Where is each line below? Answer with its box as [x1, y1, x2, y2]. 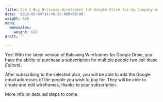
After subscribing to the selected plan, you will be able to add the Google [5, 71, 151, 77]
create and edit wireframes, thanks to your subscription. [5, 82, 117, 87]
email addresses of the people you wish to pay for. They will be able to [5, 76, 147, 83]
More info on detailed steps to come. [5, 91, 79, 97]
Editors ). [5, 62, 22, 68]
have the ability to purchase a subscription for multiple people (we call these [5, 57, 158, 63]
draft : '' [5, 34, 25, 39]
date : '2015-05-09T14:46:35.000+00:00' [5, 12, 86, 17]
